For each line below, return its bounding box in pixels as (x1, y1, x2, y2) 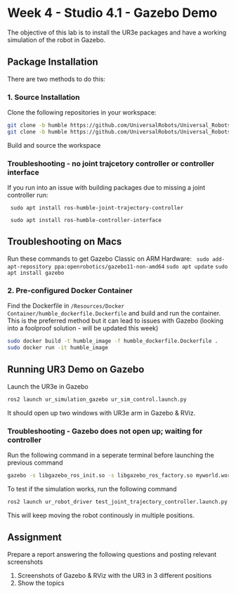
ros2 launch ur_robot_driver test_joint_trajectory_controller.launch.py (7, 498, 228, 505)
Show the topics (17, 579, 65, 587)
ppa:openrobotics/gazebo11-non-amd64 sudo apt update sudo (54, 263, 228, 270)
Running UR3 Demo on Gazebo (7, 363, 145, 375)
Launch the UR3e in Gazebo (7, 382, 89, 391)
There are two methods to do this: (7, 75, 105, 83)
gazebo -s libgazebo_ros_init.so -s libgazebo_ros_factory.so (7, 472, 193, 479)
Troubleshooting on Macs (7, 235, 122, 247)
